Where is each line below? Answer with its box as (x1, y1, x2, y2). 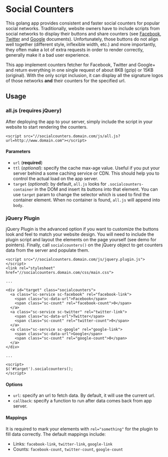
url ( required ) (13, 159, 43, 166)
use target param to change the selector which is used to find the (13, 191, 149, 197)
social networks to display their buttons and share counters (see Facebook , (6, 31, 161, 37)
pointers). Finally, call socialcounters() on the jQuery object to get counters (6, 242, 163, 248)
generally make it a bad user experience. (6, 52, 90, 58)
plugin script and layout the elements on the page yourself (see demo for (6, 237, 157, 243)
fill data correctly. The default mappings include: (6, 431, 106, 437)
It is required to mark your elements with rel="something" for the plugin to (6, 425, 158, 431)
